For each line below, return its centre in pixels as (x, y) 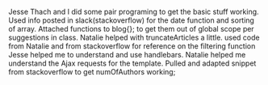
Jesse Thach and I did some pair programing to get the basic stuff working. (134, 12)
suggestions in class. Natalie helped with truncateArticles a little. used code (134, 37)
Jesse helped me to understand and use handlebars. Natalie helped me (127, 55)
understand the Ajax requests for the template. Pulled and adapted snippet (132, 63)
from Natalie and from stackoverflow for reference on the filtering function (132, 46)
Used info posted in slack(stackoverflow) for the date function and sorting (131, 20)
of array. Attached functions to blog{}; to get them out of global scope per (131, 29)
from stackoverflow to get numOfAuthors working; (92, 72)
